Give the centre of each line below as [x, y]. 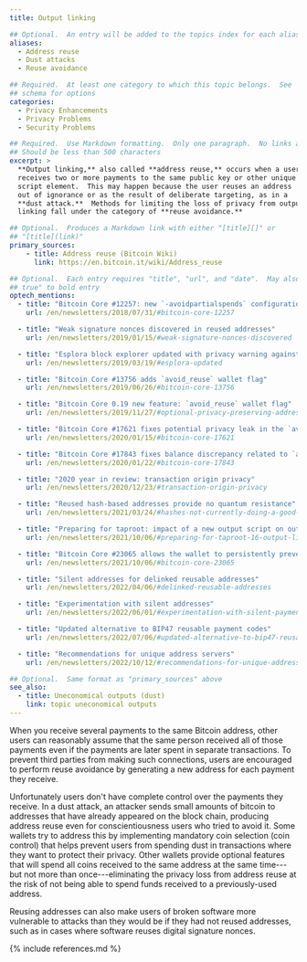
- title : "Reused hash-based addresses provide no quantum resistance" [157, 504]
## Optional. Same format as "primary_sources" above [116, 679]
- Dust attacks [47, 60]
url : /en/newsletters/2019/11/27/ [91, 413]
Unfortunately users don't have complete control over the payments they [146, 797]
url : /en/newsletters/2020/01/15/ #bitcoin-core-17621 [130, 438]
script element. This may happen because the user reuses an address [155, 186]
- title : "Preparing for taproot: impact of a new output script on [151, 529]
